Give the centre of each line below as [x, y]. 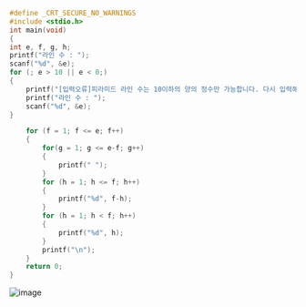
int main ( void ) [38, 30]
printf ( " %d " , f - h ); [95, 199]
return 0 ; [45, 267]
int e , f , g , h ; [40, 47]
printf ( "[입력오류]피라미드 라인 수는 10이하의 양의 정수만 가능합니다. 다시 [151, 89]
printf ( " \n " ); [69, 250]
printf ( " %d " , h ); [91, 232]
